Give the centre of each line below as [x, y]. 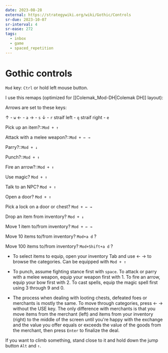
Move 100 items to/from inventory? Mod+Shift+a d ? [59, 246]
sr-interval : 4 [21, 24]
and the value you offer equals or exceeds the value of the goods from [87, 325]
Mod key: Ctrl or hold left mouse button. [47, 87]
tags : [11, 34]
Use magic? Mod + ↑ [26, 176]
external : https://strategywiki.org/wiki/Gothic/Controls [68, 15]
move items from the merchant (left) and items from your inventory [83, 314]
